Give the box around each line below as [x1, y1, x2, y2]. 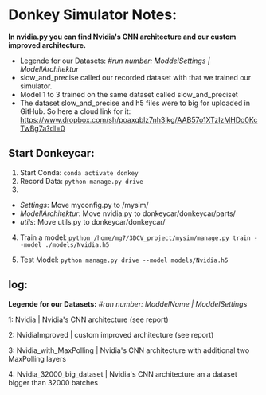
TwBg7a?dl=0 [19, 123, 65, 133]
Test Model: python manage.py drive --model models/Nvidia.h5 [19, 255, 229, 264]
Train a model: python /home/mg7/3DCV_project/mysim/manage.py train [19, 233, 251, 242]
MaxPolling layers [8, 354, 66, 363]
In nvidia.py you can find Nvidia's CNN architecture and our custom [8, 32, 237, 41]
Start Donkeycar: [8, 147, 95, 160]
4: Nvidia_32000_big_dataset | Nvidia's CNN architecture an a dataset [8, 369, 237, 379]
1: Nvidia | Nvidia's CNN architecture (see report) [8, 315, 169, 324]
